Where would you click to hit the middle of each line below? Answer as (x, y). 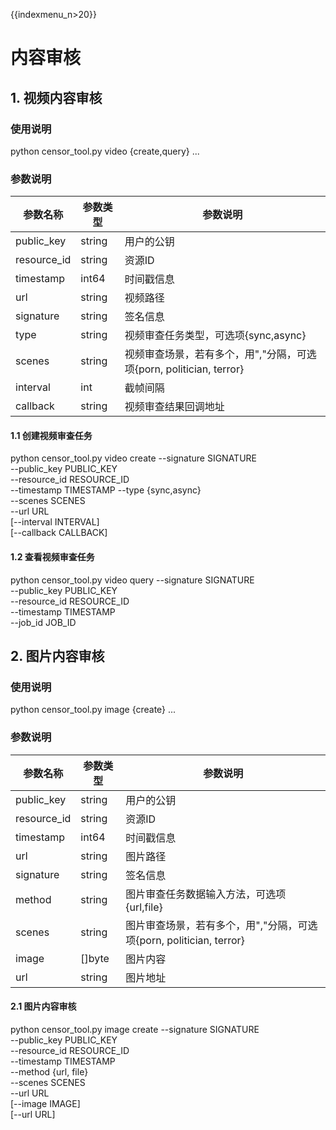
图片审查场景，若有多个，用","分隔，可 (216, 925)
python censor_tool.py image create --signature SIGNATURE (135, 1029)
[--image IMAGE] (45, 1103)
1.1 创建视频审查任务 (51, 435)
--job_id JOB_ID (43, 622)
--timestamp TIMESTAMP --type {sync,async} (106, 490)
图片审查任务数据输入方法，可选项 (206, 894)
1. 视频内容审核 (56, 97)
